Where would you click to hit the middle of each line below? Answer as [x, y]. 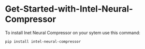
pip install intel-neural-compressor [43, 41]
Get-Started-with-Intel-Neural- [69, 9]
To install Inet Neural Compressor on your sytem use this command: [73, 33]
